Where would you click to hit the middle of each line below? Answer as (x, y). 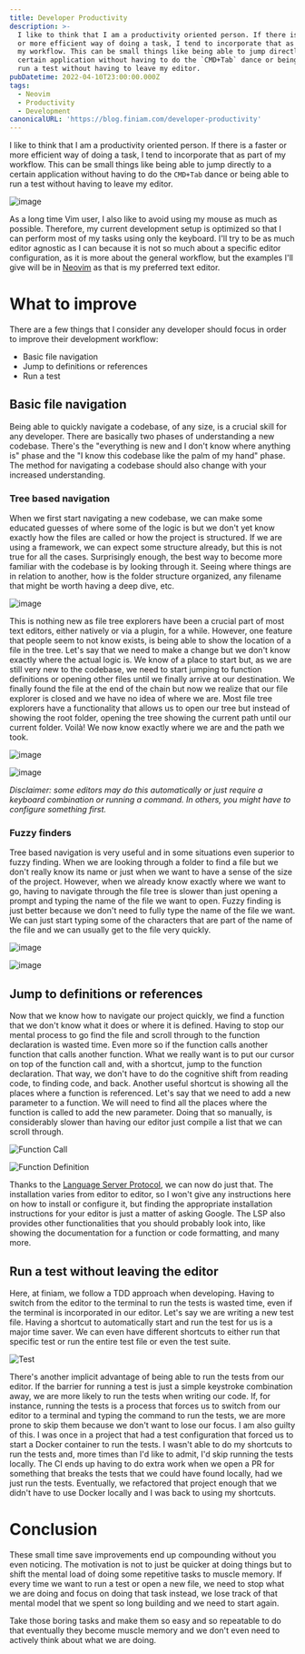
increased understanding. (58, 475)
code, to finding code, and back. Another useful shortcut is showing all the (149, 1084)
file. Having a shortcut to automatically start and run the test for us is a (141, 1322)
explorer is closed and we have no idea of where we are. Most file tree (141, 699)
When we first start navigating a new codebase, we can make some (136, 519)
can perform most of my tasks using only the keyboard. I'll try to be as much (152, 238)
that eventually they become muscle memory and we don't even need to (145, 1630)
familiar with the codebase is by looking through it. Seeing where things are (151, 567)
